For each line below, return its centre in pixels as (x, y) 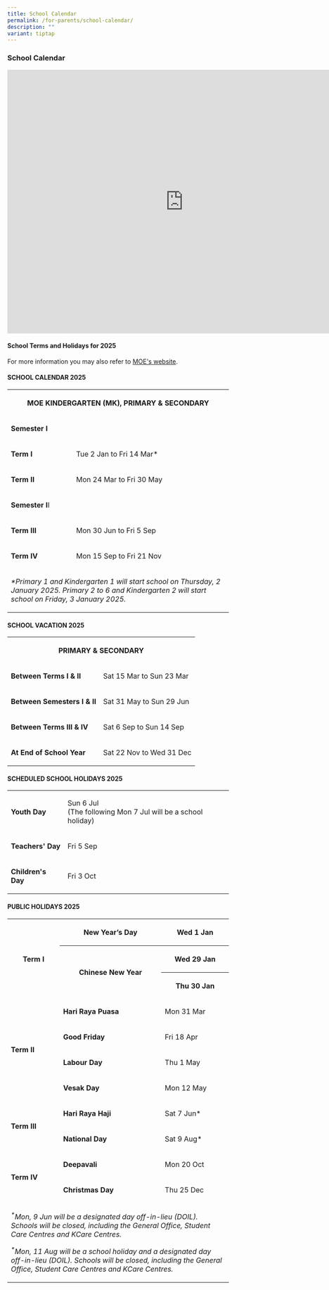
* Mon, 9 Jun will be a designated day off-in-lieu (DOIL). (104, 1216)
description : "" (31, 27)
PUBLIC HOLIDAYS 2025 (44, 906)
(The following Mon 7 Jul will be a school (135, 812)
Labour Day (83, 1062)
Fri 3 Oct (82, 876)
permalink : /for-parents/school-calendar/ (70, 20)
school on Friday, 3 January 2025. (69, 599)
